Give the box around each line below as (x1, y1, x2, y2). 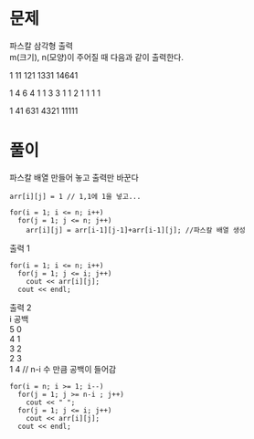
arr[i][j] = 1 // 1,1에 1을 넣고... (9, 192, 142, 201)
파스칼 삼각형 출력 (9, 40, 73, 51)
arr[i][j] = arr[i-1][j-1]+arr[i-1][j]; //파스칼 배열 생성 (26, 225, 247, 235)
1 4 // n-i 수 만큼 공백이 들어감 (9, 363, 117, 374)
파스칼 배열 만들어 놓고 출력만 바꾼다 (9, 172, 139, 183)
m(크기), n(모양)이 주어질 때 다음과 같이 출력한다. (9, 51, 185, 62)
